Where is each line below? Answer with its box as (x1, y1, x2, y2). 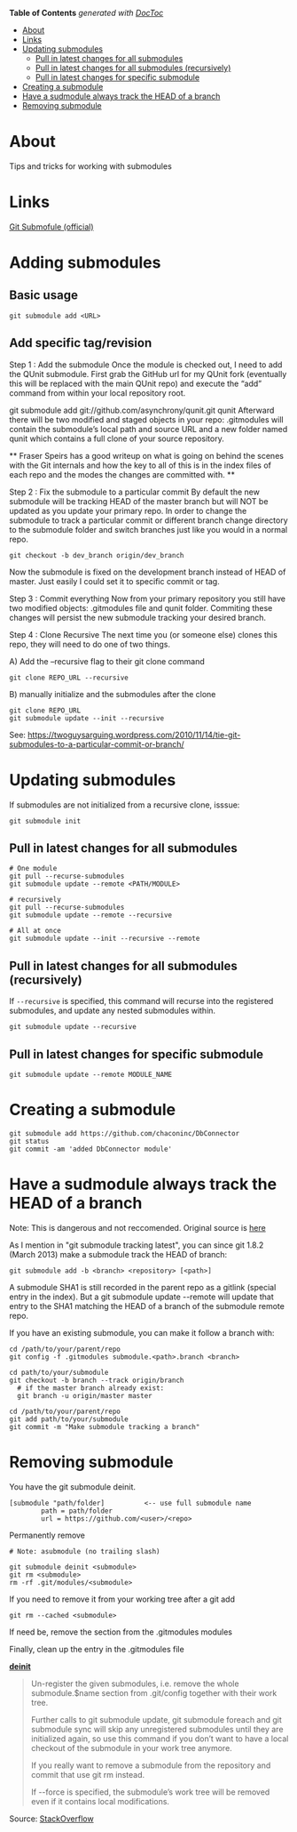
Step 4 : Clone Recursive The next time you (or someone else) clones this (9, 629, 277, 639)
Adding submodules (9, 253, 161, 273)
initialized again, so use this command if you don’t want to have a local (30, 1733, 289, 1744)
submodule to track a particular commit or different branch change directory (9, 515, 288, 526)
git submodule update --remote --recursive (9, 911, 173, 920)
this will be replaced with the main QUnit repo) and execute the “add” (9, 378, 262, 389)
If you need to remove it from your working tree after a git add (9, 1594, 235, 1604)
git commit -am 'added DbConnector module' (9, 1145, 173, 1153)
